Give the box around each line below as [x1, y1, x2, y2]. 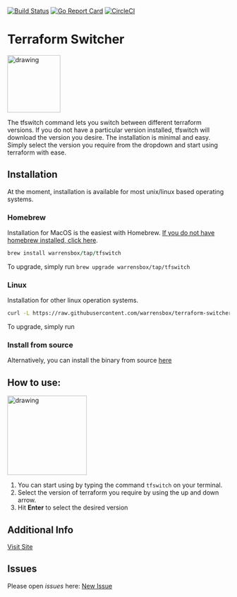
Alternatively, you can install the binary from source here [7, 356, 172, 365]
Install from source [7, 340, 73, 350]
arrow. [17, 496, 37, 505]
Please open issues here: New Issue [7, 581, 113, 590]
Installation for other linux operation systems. [7, 296, 139, 305]
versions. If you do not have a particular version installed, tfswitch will [7, 126, 210, 134]
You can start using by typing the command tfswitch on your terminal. [17, 481, 223, 490]
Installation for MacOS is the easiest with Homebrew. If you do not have [7, 229, 215, 237]
